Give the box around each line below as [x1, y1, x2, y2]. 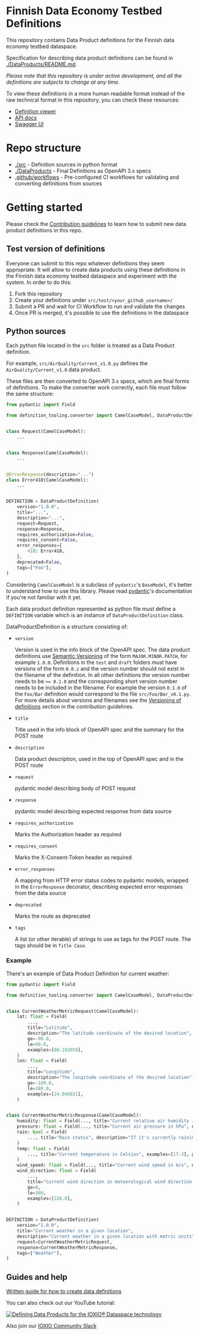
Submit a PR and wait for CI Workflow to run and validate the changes [14, 303, 185, 310]
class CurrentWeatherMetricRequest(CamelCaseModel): [6, 1008, 139, 1014]
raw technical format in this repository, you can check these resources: [6, 96, 180, 103]
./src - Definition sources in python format [14, 160, 118, 168]
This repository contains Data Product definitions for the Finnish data [6, 36, 175, 43]
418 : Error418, [27, 548, 65, 554]
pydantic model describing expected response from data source [14, 807, 172, 815]
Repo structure [6, 141, 82, 155]
